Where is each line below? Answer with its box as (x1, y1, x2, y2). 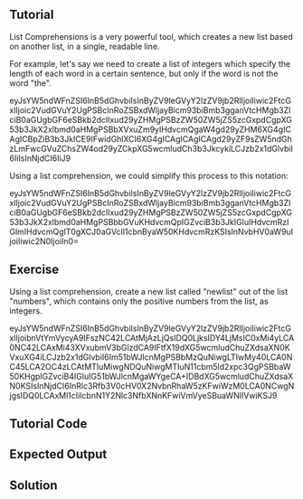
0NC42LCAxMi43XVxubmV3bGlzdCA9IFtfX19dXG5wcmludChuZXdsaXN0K (9, 342, 291, 353)
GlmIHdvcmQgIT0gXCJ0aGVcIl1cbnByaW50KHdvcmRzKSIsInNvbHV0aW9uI (9, 226, 294, 237)
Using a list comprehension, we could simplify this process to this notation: (9, 170, 289, 181)
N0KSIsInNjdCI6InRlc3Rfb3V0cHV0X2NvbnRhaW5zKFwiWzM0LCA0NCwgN (9, 380, 295, 391)
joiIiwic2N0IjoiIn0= (9, 235, 80, 247)
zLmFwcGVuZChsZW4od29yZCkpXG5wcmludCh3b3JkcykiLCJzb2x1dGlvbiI (9, 143, 294, 154)
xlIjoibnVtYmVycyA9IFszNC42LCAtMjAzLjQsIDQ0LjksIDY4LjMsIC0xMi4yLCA (9, 332, 295, 343)
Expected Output (9, 447, 108, 462)
